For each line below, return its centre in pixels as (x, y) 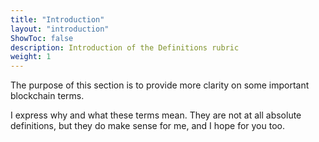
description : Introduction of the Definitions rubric (125, 47)
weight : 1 (31, 57)
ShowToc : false (42, 38)
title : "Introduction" (57, 19)
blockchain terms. (47, 96)
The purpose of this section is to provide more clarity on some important (160, 85)
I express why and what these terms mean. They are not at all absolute (156, 115)
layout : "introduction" (60, 29)
